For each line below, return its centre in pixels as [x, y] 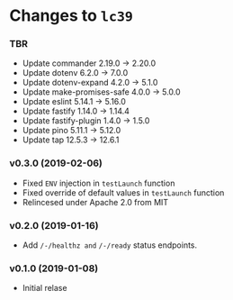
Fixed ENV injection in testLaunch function [99, 183]
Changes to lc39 [71, 16]
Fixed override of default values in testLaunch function [123, 192]
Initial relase [45, 288]
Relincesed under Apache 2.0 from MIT [95, 202]
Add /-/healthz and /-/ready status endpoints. [110, 245]
